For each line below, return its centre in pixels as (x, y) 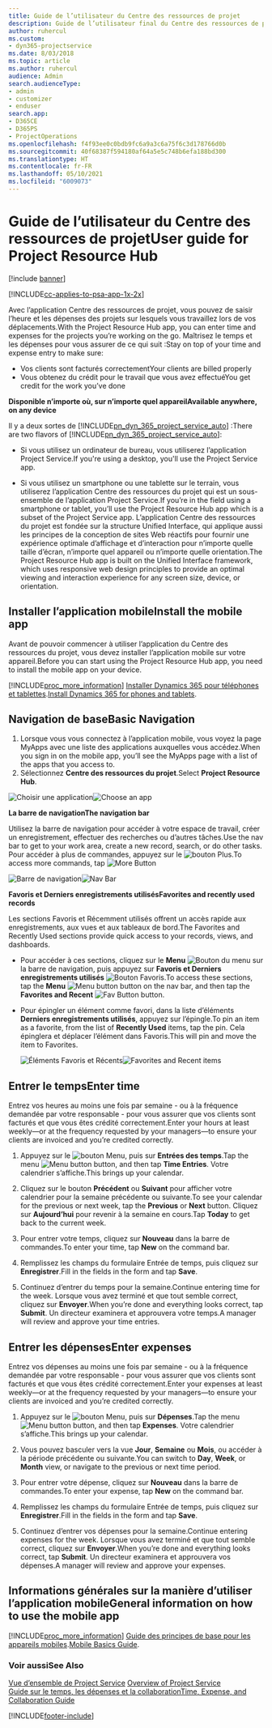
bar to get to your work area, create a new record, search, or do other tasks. (136, 846)
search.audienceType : (45, 83)
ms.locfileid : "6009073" (50, 182)
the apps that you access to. (68, 764)
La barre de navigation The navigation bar (79, 813)
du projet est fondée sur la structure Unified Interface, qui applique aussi (141, 526)
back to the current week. (63, 1223)
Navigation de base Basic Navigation (102, 719)
